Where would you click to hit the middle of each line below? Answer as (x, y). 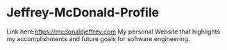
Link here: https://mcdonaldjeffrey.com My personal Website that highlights (113, 32)
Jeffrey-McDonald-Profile (83, 13)
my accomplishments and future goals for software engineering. (98, 38)
